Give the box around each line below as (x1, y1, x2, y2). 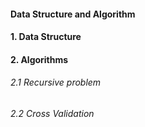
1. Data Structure (10, 31, 82, 43)
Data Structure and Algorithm (10, 8, 136, 20)
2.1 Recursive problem (10, 76, 102, 89)
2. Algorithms (10, 53, 69, 65)
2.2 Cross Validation (10, 107, 95, 119)
